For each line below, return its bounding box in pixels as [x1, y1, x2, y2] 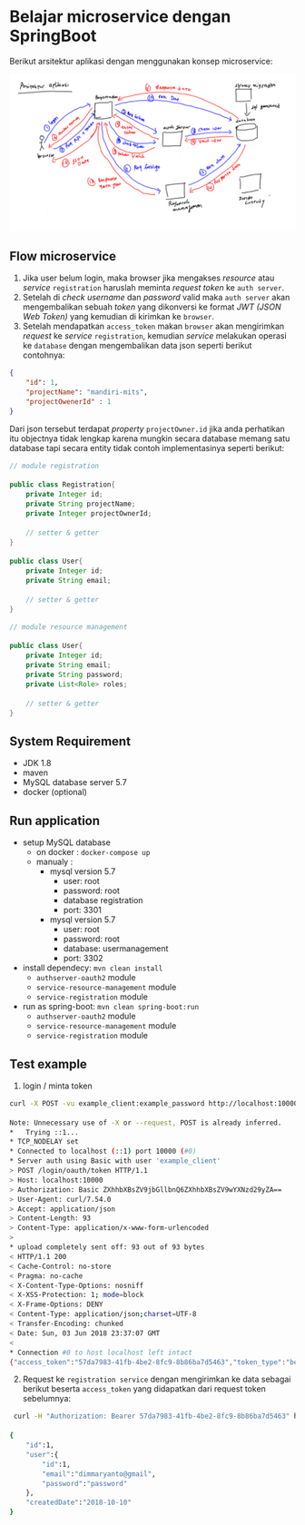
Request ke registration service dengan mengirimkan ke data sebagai [22, 1373, 291, 1385]
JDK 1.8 [22, 758, 52, 769]
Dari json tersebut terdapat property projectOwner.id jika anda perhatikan [9, 423, 286, 434]
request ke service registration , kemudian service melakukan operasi [22, 330, 288, 341]
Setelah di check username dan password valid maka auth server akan [22, 292, 290, 303]
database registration [63, 895, 143, 906]
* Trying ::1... [9, 1127, 79, 1136]
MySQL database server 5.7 [22, 777, 127, 788]
